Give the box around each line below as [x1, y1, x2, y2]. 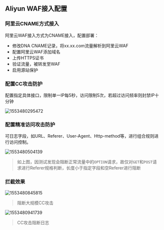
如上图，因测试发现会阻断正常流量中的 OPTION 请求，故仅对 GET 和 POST [17, 159, 153, 165]
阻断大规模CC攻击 [17, 200, 54, 206]
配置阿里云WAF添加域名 [12, 49, 61, 54]
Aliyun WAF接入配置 [5, 4, 67, 13]
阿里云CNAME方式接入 [5, 20, 60, 27]
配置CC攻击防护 [5, 80, 43, 87]
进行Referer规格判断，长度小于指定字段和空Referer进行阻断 [21, 165, 141, 171]
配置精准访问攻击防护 [5, 121, 55, 128]
